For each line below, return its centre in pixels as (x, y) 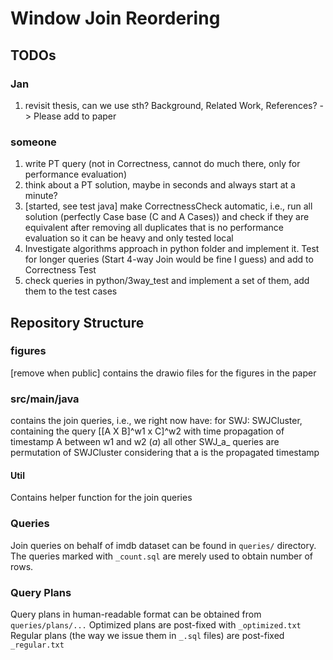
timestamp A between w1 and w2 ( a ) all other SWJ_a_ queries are (145, 442)
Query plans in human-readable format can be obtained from (136, 614)
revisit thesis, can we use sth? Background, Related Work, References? (171, 105)
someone (33, 142)
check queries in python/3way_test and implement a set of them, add (167, 281)
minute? (41, 196)
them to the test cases (71, 291)
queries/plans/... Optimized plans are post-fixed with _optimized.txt (156, 624)
